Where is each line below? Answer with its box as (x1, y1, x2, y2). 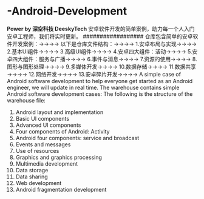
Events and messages (15, 141, 71, 148)
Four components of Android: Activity (15, 127, 110, 135)
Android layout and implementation (15, 108, 104, 116)
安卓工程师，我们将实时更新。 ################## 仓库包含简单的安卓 (7, 32, 193, 40)
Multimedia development (15, 160, 78, 167)
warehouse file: (7, 96, 46, 104)
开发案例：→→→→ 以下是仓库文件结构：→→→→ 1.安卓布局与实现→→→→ (12, 40, 197, 47)
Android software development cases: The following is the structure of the (7, 90, 193, 98)
